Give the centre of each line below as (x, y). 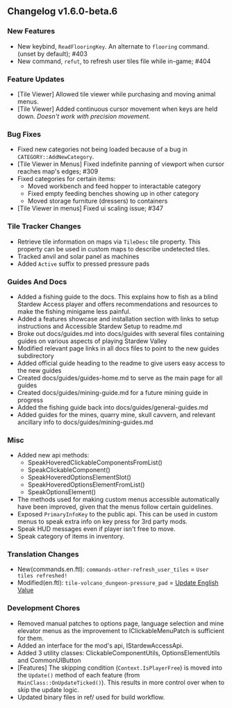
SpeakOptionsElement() (61, 492)
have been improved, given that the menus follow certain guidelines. (115, 507)
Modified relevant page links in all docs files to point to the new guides (118, 348)
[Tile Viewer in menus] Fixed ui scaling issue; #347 (90, 208)
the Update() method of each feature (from (78, 675)
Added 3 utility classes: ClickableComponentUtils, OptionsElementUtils (118, 652)
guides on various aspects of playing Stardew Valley (92, 341)
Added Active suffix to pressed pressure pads (83, 264)
